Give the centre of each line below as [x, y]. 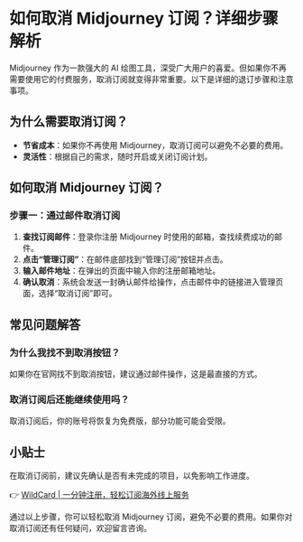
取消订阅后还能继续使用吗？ [69, 400]
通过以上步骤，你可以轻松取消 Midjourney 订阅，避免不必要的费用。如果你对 [151, 517]
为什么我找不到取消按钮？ [65, 352]
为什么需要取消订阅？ [69, 121]
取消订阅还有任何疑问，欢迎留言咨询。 [80, 528]
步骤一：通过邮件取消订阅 [65, 216]
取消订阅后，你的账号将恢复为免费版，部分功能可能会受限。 [120, 421]
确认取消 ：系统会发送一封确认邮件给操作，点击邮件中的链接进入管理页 [153, 282]
